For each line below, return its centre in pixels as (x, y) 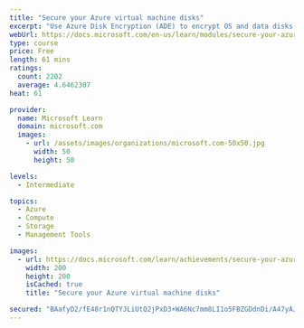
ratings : (26, 69)
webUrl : (24, 34)
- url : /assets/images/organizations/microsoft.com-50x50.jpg (145, 144)
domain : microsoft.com (60, 127)
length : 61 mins (40, 60)
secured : (26, 309)
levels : (24, 176)
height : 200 (48, 276)
